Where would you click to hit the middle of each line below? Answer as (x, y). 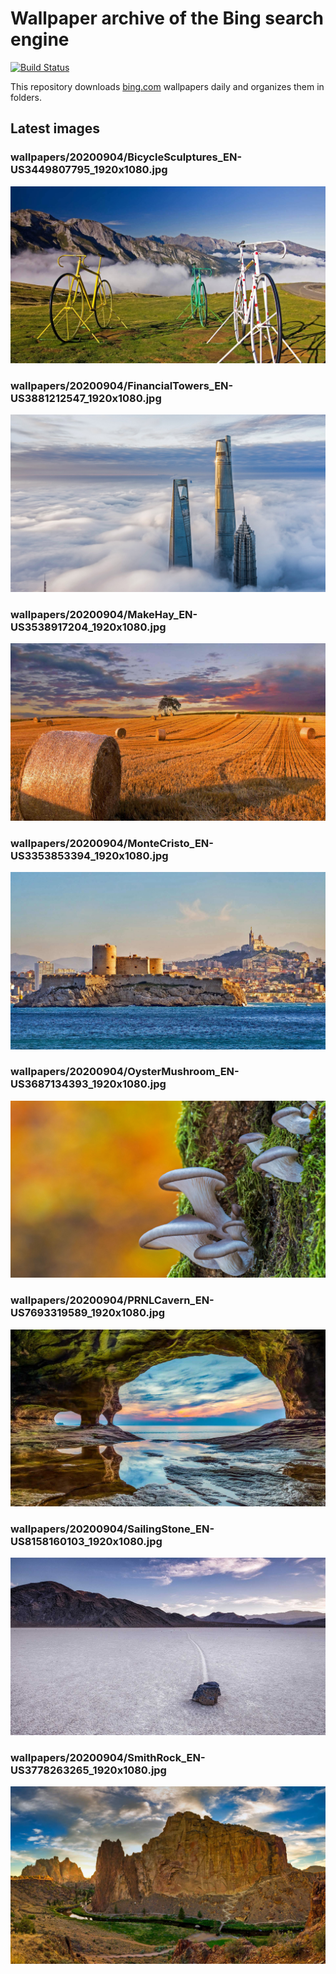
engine (40, 39)
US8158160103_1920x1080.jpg (86, 1542)
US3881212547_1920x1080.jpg (86, 399)
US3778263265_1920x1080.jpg (88, 1770)
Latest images (55, 128)
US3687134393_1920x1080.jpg (88, 1084)
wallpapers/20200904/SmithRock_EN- (108, 1757)
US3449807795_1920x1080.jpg (89, 170)
